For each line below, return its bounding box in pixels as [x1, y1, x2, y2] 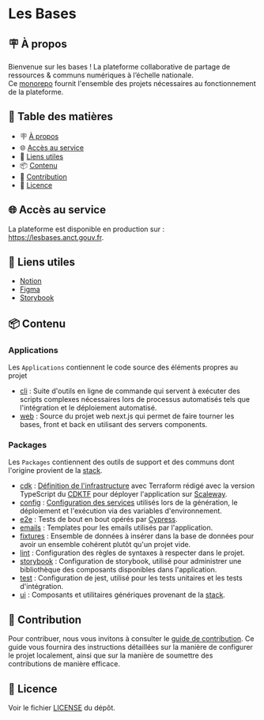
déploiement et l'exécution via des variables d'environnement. [19, 506, 223, 516]
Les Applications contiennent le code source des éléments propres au [8, 362, 239, 372]
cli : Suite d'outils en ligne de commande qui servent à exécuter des [19, 386, 241, 396]
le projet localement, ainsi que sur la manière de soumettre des [8, 651, 213, 660]
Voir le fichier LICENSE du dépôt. [8, 703, 116, 713]
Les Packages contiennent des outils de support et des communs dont [8, 457, 235, 467]
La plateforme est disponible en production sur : [8, 224, 164, 234]
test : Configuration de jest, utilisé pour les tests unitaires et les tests [19, 573, 243, 583]
